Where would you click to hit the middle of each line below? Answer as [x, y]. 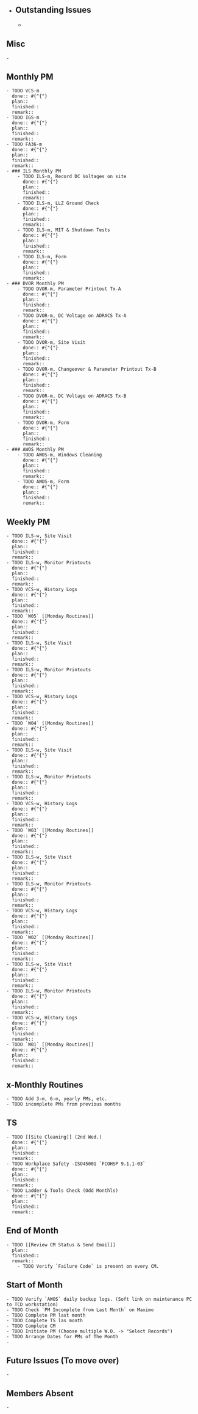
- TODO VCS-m [23, 91]
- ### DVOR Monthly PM [35, 284]
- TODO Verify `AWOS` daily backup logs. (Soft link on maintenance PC [99, 1299]
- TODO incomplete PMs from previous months [64, 1104]
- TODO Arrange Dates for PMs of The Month [62, 1336]
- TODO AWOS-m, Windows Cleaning [60, 455]
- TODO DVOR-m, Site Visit [51, 343]
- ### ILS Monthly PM [34, 171]
